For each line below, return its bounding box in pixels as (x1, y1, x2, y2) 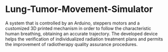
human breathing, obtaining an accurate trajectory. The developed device (5, 30, 158, 36)
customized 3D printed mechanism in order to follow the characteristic (5, 25, 151, 31)
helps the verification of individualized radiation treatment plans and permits (5, 36, 163, 42)
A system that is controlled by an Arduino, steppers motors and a (5, 20, 140, 26)
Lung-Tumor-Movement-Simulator (5, 3, 153, 15)
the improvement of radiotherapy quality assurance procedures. (5, 41, 138, 47)
